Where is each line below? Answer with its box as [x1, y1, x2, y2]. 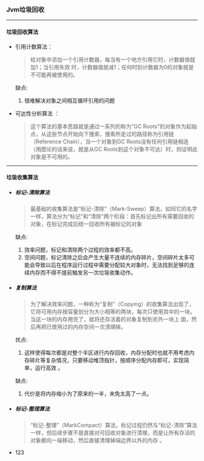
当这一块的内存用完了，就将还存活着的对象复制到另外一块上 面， [30, 316, 192, 323]
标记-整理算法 [15, 405, 50, 412]
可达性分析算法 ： [15, 109, 59, 117]
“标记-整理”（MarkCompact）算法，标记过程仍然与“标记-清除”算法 [30, 422, 197, 429]
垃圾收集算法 [6, 174, 38, 181]
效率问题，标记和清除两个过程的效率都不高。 [24, 246, 137, 253]
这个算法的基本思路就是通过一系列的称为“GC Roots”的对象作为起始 [30, 123, 197, 130]
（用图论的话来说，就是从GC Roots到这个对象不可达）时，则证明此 [30, 145, 198, 152]
